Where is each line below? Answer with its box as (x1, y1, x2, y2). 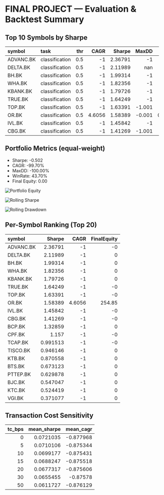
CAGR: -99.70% (12, 163, 44, 168)
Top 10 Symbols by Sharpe (5, 33, 88, 42)
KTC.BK (7, 387, 25, 394)
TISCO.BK (7, 347, 31, 354)
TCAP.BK (7, 339, 28, 346)
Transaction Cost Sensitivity (5, 411, 94, 420)
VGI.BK (7, 395, 24, 401)
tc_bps (7, 426, 24, 433)
